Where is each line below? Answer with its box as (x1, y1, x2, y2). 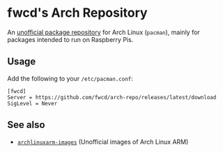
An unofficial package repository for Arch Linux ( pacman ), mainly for (7, 28, 200, 36)
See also (7, 119, 45, 131)
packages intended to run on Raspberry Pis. (7, 35, 134, 43)
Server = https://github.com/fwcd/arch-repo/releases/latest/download (7, 94, 217, 101)
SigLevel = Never (7, 100, 58, 107)
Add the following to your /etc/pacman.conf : (7, 74, 134, 82)
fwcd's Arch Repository (7, 5, 148, 21)
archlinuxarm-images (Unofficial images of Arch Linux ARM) (17, 138, 189, 146)
